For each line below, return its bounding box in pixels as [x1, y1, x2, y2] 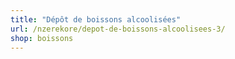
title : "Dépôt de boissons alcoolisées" [10, 14, 182, 25]
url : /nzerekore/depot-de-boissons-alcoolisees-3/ [10, 24, 226, 34]
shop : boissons [10, 33, 74, 43]
